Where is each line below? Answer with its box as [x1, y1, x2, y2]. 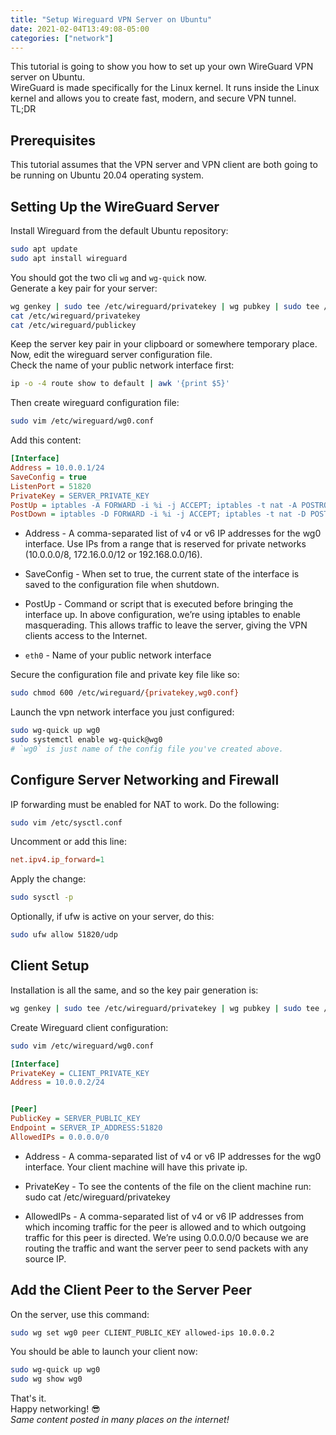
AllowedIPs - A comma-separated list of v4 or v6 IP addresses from [24, 1210, 305, 1222]
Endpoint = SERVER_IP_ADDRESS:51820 [10, 1123, 163, 1133]
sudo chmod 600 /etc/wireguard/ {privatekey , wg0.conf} [10, 688, 240, 698]
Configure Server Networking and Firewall [10, 772, 280, 789]
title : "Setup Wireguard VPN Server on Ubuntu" [10, 14, 213, 25]
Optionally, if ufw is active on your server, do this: [10, 911, 215, 923]
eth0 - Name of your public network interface [24, 649, 212, 661]
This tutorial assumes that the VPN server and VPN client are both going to [10, 159, 318, 171]
